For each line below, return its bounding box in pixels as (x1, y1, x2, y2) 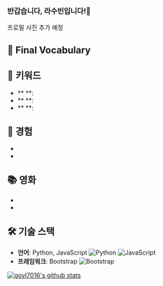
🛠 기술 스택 (7, 225, 55, 237)
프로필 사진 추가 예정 (7, 23, 64, 32)
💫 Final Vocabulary (7, 44, 91, 56)
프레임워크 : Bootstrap (17, 257, 78, 265)
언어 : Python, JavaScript (17, 248, 87, 257)
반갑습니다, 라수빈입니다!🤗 (7, 6, 91, 15)
